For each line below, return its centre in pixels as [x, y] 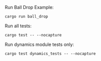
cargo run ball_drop [27, 17]
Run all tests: [18, 26]
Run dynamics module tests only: [39, 44]
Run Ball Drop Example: [29, 7]
